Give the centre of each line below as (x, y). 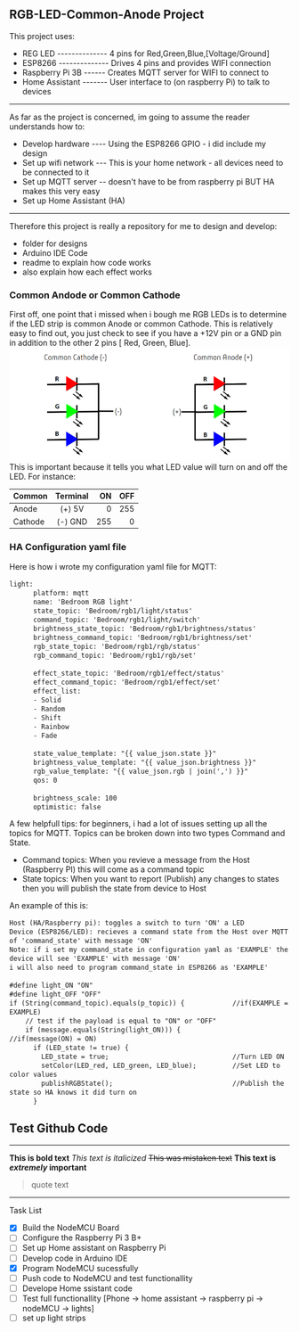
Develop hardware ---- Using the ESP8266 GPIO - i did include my (144, 144)
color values (33, 1074)
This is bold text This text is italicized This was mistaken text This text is (143, 1158)
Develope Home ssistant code (77, 1288)
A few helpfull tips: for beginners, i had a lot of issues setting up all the (138, 823)
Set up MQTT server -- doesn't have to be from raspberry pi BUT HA (148, 181)
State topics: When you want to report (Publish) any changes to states (150, 878)
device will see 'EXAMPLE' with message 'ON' (95, 958)
